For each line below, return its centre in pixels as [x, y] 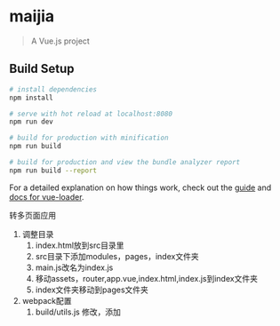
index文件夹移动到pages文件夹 [92, 290]
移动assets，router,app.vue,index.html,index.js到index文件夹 [146, 278]
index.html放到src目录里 [80, 245]
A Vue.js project [60, 41]
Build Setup [42, 69]
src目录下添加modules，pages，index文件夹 [117, 256]
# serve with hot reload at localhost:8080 [91, 114]
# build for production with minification [89, 138]
